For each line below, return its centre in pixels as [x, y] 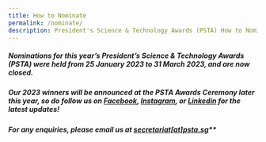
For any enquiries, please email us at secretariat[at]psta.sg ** [112, 129]
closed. [21, 72]
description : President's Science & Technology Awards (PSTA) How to [125, 30]
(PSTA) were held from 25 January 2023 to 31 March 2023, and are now [129, 63]
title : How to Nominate [47, 15]
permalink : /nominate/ [46, 23]
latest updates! [34, 109]
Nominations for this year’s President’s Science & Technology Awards [126, 56]
